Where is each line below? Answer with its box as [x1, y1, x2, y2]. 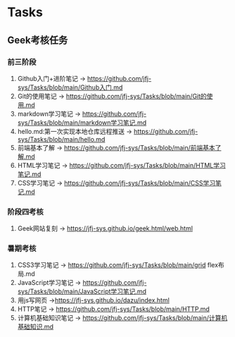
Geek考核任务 [7, 34, 68, 46]
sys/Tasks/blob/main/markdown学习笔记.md [17, 118, 146, 127]
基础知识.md [17, 322, 54, 331]
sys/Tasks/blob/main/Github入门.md [17, 82, 123, 92]
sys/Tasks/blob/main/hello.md [17, 135, 106, 143]
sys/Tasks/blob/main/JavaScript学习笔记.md [17, 287, 146, 296]
